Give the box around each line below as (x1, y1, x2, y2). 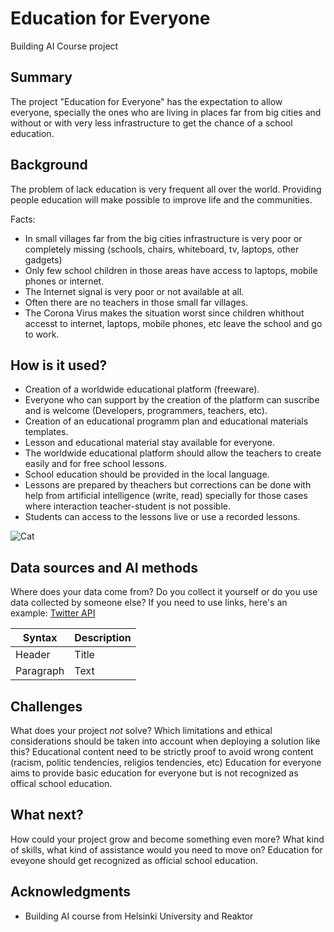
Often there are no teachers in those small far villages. (24, 296, 249, 308)
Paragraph (15, 664, 65, 678)
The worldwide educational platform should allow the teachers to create (24, 447, 322, 459)
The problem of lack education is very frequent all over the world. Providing (10, 183, 322, 195)
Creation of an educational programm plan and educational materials (24, 415, 309, 427)
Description (74, 631, 132, 645)
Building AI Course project (10, 40, 119, 52)
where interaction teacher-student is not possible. (24, 500, 231, 512)
